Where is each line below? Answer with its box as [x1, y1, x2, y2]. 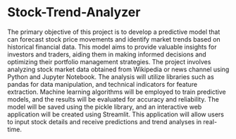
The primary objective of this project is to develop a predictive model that [7, 28, 221, 36]
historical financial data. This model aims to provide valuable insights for [7, 42, 217, 51]
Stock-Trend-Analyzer [7, 4, 141, 20]
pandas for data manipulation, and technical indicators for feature [7, 80, 198, 88]
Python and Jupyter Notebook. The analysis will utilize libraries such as [7, 72, 215, 81]
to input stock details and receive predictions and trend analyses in [7, 117, 202, 126]
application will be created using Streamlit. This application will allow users [7, 110, 224, 119]
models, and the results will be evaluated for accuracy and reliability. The [7, 95, 220, 103]
